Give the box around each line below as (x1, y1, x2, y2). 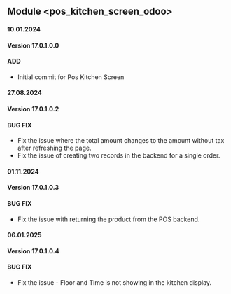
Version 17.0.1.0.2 (7, 104, 59, 113)
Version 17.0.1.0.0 (7, 41, 59, 50)
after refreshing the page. (17, 143, 92, 153)
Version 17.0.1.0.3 (7, 183, 59, 192)
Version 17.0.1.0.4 (7, 246, 59, 255)
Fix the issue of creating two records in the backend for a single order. (17, 151, 220, 160)
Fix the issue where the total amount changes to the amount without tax (17, 136, 225, 145)
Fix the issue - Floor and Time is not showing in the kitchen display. (17, 278, 212, 286)
